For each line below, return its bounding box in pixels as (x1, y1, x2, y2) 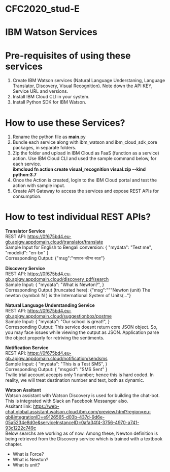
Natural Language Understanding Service (5, 302, 95, 308)
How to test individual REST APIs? (5, 211, 151, 223)
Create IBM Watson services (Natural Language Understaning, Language (12, 77, 165, 84)
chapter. (5, 441, 23, 448)
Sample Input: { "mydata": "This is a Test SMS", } (5, 361, 108, 367)
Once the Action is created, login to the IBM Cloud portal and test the (12, 177, 157, 183)
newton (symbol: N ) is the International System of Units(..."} (5, 293, 131, 299)
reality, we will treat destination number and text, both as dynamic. (5, 377, 145, 383)
